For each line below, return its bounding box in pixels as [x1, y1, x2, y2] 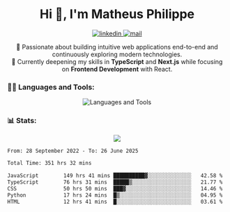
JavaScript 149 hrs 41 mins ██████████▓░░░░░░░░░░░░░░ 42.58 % [7, 172, 223, 179]
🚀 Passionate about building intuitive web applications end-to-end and [16, 42, 218, 51]
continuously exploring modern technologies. [52, 50, 183, 58]
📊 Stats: [7, 116, 37, 126]
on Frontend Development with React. [61, 65, 173, 73]
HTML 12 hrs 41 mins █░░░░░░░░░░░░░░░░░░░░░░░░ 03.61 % [7, 198, 223, 205]
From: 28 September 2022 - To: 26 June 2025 [7, 147, 139, 154]
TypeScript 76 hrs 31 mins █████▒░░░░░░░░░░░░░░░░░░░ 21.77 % [7, 179, 223, 186]
